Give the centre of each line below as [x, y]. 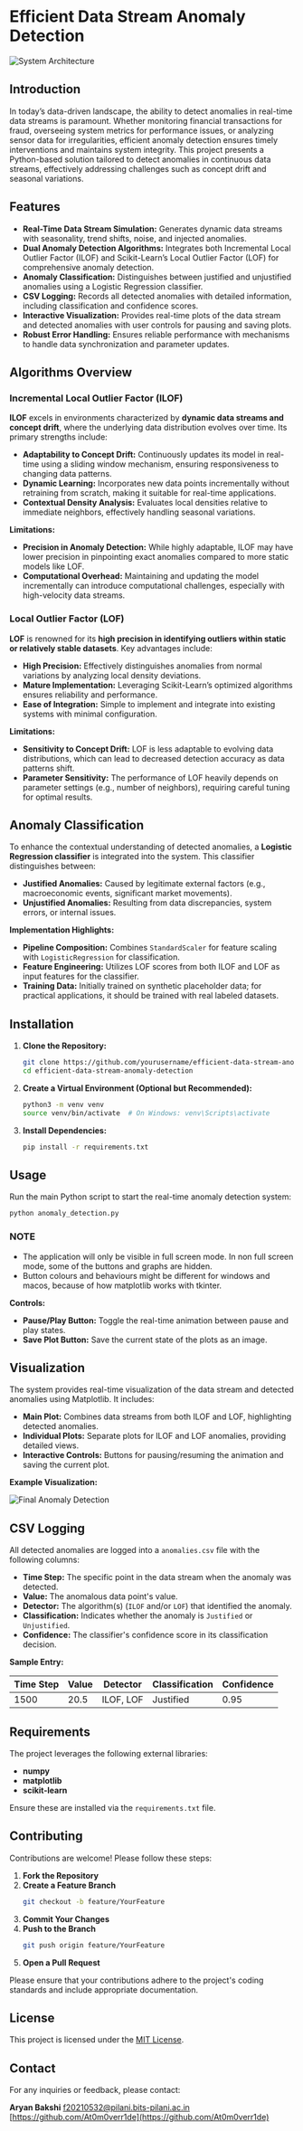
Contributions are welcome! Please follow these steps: [111, 1858]
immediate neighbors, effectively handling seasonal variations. [139, 512]
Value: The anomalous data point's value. [100, 1596]
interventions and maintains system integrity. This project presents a [137, 149]
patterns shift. [48, 768]
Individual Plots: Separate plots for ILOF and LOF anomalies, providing [154, 1436]
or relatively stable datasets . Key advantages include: [111, 648]
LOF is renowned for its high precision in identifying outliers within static [148, 639]
